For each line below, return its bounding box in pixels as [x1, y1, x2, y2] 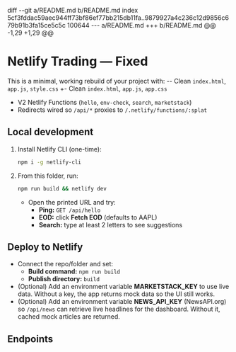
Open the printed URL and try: [28, 198, 116, 206]
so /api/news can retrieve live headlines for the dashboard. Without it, [17, 305, 220, 314]
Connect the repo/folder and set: [17, 260, 114, 268]
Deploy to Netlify [7, 241, 83, 253]
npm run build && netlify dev [17, 185, 107, 192]
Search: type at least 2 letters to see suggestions [38, 220, 182, 229]
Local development [7, 126, 94, 138]
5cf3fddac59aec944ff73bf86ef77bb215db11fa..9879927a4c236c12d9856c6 [7, 13, 230, 22]
